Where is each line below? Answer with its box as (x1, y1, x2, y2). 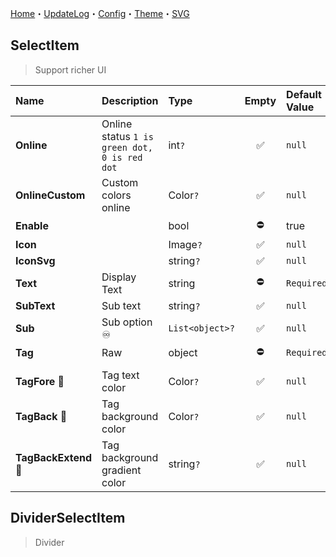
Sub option (101, 315, 153, 329)
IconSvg (15, 253, 56, 267)
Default (286, 87, 322, 101)
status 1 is (101, 129, 154, 143)
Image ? (168, 237, 203, 251)
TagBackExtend (15, 450, 92, 464)
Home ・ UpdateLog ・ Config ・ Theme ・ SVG (10, 8, 190, 19)
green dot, (101, 142, 153, 153)
